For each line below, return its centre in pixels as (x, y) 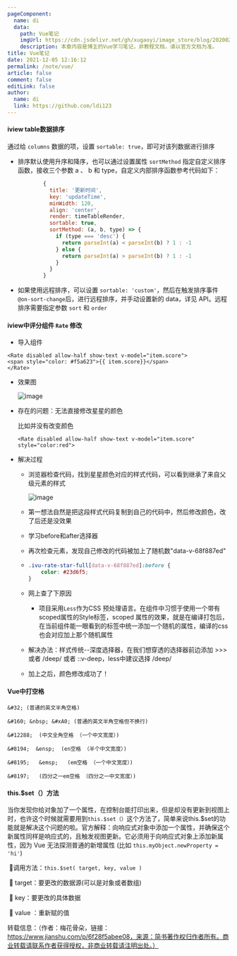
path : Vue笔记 (39, 34)
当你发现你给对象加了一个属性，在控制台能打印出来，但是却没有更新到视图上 (119, 810)
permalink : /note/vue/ (41, 66)
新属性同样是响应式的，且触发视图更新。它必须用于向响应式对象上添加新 (112, 836)
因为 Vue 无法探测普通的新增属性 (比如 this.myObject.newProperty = (119, 845)
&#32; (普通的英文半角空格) (44, 708)
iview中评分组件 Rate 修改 (45, 325)
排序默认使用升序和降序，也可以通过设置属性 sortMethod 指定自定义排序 (122, 162)
